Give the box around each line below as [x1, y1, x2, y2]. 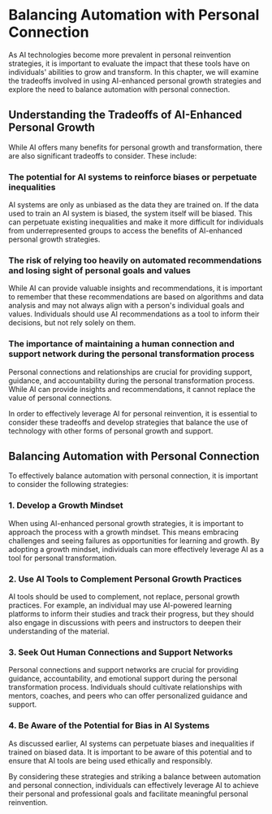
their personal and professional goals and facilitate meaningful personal [8, 789, 248, 799]
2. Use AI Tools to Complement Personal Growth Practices [8, 573, 242, 585]
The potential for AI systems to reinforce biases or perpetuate [8, 171, 257, 182]
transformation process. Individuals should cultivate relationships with [8, 682, 243, 692]
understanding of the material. [8, 626, 110, 636]
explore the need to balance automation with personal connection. [8, 84, 231, 94]
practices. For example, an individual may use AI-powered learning [8, 600, 232, 611]
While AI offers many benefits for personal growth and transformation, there [8, 142, 262, 152]
